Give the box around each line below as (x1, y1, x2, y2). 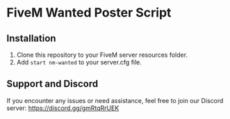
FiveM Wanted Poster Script (6, 5, 172, 21)
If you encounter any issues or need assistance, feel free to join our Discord (6, 96, 224, 104)
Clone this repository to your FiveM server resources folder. (16, 51, 188, 59)
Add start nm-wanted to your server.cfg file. (16, 58, 142, 66)
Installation (6, 33, 56, 44)
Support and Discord (6, 78, 99, 90)
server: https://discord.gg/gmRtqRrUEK (6, 104, 120, 112)
